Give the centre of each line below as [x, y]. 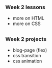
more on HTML [29, 18]
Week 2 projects [26, 39]
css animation [27, 61]
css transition [27, 56]
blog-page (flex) [30, 50]
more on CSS [27, 24]
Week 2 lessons [25, 7]
